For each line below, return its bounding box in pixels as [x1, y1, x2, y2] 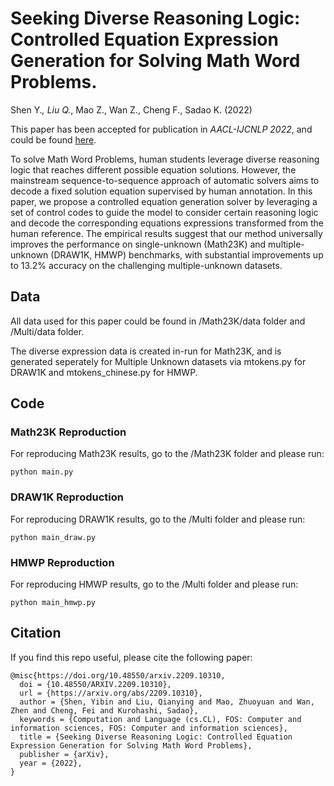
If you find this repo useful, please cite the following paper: [10, 651, 253, 663]
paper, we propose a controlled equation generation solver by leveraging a [10, 195, 318, 207]
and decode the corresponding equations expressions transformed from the [10, 217, 324, 229]
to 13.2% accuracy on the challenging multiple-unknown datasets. [10, 259, 283, 271]
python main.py [10, 467, 74, 477]
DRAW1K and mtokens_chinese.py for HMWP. [10, 366, 198, 378]
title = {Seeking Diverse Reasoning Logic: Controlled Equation [19, 732, 293, 742]
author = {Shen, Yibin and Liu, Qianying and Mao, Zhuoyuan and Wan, [19, 697, 315, 707]
